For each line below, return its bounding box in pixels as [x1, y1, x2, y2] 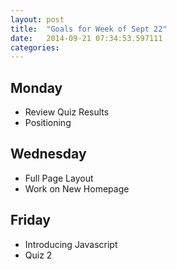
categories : [10, 42, 60, 53]
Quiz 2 [24, 249, 53, 261]
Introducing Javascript [24, 238, 118, 250]
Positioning [24, 117, 72, 129]
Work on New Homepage [24, 182, 130, 195]
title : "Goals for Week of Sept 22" [10, 24, 168, 34]
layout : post [10, 14, 65, 25]
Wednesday [10, 146, 87, 163]
